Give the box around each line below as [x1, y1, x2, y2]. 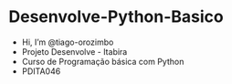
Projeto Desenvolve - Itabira [21, 46, 128, 57]
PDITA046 [21, 66, 61, 77]
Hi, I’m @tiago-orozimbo [21, 37, 114, 47]
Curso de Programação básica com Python [21, 56, 185, 67]
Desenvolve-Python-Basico [8, 6, 225, 27]
